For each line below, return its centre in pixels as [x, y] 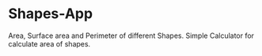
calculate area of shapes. [49, 43]
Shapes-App [51, 14]
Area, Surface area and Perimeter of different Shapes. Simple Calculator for [131, 35]
